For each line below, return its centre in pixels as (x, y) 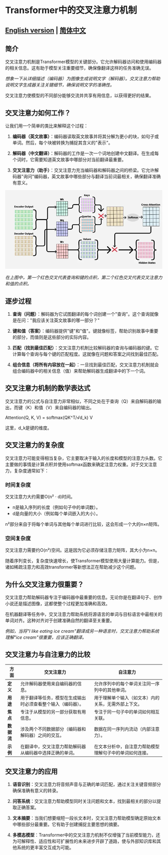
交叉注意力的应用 (31, 771)
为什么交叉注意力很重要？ (44, 584)
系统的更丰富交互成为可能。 (45, 847)
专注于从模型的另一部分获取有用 (53, 712)
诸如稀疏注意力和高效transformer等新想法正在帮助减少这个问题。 (72, 567)
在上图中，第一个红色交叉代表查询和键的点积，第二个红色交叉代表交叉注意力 (84, 278)
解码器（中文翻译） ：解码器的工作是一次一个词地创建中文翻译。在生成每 (85, 154)
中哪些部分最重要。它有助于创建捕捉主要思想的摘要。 (67, 824)
